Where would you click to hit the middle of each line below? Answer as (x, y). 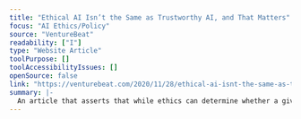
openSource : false (43, 76)
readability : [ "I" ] (46, 42)
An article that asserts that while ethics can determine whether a (148, 101)
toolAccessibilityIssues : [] (64, 68)
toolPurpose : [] (39, 59)
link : (19, 84)
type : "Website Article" (56, 51)
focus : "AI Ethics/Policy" (60, 26)
